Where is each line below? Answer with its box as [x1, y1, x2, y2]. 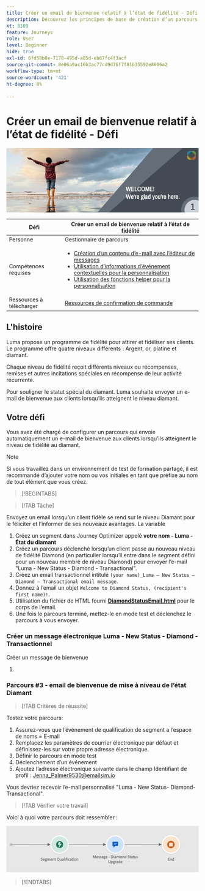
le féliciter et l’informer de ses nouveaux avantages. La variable [6, 521, 166, 528]
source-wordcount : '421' [6, 74, 70, 81]
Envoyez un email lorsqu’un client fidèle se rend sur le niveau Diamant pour [6, 514, 195, 521]
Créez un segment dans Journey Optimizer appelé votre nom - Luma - [15, 532, 193, 539]
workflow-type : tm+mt [6, 68, 62, 74]
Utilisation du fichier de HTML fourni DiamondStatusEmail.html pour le [15, 597, 195, 604]
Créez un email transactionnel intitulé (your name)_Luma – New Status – [15, 571, 195, 579]
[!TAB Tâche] [21, 502, 54, 509]
